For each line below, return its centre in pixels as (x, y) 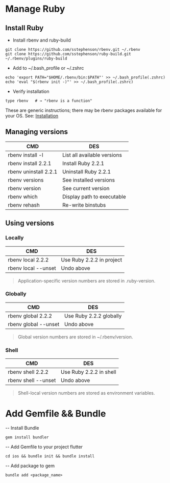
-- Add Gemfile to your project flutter (44, 447)
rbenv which (23, 196)
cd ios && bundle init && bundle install (50, 456)
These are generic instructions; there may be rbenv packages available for (84, 110)
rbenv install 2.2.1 (30, 163)
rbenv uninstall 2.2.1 (33, 171)
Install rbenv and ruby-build (42, 40)
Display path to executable (94, 196)
